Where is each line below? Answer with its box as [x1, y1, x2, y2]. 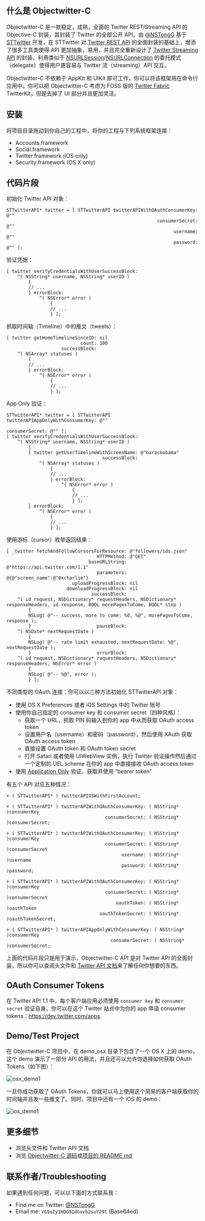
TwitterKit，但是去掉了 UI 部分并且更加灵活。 [6, 89, 120, 97]
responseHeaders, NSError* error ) [6, 661, 97, 667]
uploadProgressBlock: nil [72, 581, 138, 587]
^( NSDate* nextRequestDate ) [17, 629, 95, 635]
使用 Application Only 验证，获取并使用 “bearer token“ [15, 768, 152, 775]
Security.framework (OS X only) [15, 158, 96, 166]
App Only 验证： [6, 400, 48, 407]
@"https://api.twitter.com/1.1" [6, 565, 89, 571]
